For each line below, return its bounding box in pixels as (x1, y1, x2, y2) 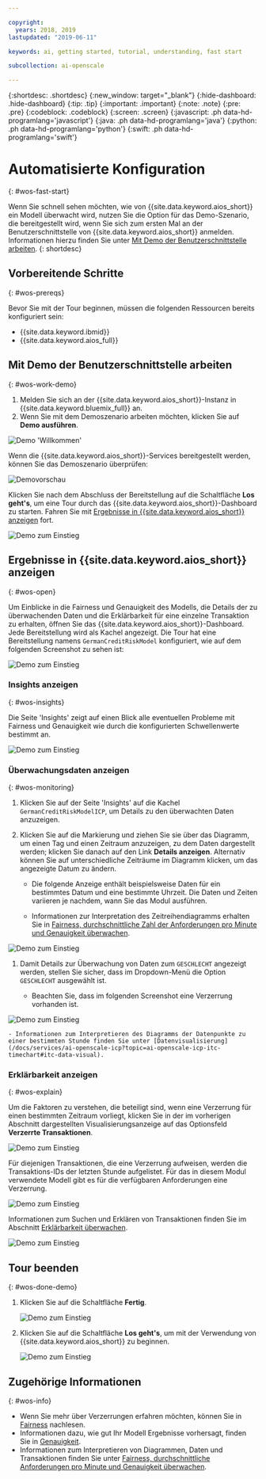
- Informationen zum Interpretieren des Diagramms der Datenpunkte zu (8, 1031, 246, 1039)
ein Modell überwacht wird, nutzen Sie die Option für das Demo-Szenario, (8, 211, 249, 220)
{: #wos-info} (8, 1396, 51, 1406)
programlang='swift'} (8, 132, 78, 143)
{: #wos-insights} (8, 697, 65, 707)
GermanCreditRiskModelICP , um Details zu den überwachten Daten (19, 806, 234, 816)
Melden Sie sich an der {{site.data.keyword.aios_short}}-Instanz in (19, 395, 237, 404)
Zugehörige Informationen (8, 1375, 142, 1389)
